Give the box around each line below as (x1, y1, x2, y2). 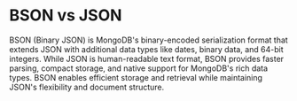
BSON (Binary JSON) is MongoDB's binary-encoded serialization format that (9, 35, 288, 45)
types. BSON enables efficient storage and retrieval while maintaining (9, 72, 263, 82)
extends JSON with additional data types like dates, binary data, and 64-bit (9, 43, 284, 54)
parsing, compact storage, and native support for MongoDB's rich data (9, 63, 269, 74)
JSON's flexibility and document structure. (9, 82, 165, 92)
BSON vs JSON (9, 5, 122, 26)
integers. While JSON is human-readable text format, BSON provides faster (9, 53, 285, 64)
